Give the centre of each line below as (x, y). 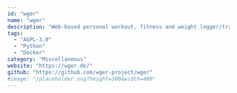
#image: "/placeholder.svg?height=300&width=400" (82, 79)
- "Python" (30, 46)
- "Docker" (30, 53)
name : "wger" (26, 20)
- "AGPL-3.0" (33, 40)
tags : (15, 33)
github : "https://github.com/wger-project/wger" (80, 72)
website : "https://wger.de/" (50, 66)
